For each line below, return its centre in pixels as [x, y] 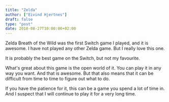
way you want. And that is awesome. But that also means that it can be [79, 73]
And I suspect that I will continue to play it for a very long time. [71, 94]
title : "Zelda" [21, 10]
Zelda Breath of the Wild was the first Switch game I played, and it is [77, 43]
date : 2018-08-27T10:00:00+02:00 [41, 29]
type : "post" [19, 24]
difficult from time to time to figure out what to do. [58, 79]
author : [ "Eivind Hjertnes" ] [36, 15]
